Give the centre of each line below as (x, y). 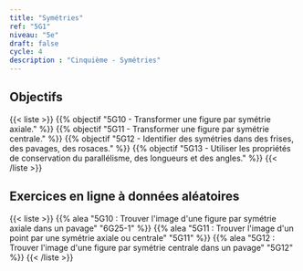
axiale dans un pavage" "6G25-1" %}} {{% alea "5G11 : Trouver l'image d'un (152, 228)
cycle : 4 (26, 52)
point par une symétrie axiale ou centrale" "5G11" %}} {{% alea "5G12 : (142, 237)
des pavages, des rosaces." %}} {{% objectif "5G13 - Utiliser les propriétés (150, 148)
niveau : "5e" (34, 35)
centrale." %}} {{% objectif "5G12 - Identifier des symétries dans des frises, (152, 139)
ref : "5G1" (30, 26)
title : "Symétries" (47, 18)
